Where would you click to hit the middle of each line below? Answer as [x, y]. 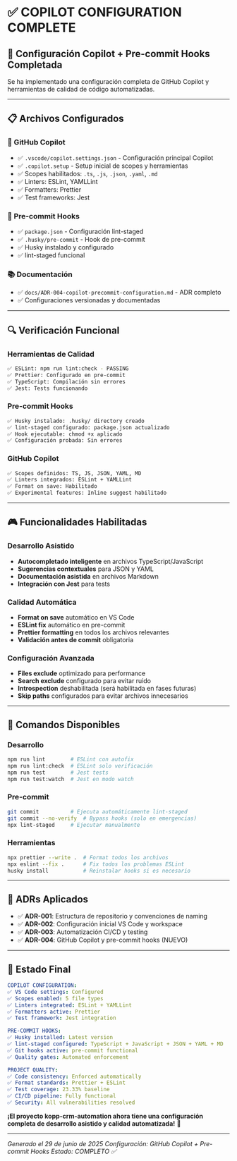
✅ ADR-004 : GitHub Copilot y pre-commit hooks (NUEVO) [103, 940]
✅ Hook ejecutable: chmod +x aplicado [65, 434]
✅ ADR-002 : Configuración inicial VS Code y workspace [100, 924]
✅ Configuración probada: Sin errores [65, 441]
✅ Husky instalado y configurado [66, 247]
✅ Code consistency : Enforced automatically [74, 1076]
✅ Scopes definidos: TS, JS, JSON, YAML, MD [74, 473]
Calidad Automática [42, 602]
